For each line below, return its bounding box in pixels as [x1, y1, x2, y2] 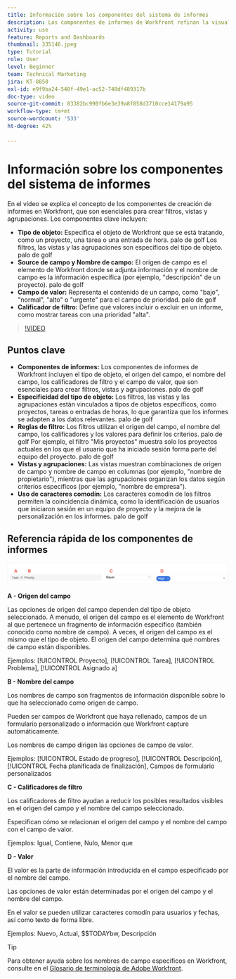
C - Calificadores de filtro [7, 783, 83, 791]
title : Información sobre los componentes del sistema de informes [7, 11, 209, 18]
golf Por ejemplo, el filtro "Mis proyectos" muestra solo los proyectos [17, 437, 218, 446]
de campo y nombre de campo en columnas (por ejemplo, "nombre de [17, 468, 222, 476]
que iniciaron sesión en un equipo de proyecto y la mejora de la [17, 505, 202, 513]
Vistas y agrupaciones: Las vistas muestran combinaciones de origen [17, 460, 222, 468]
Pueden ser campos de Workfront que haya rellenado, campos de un [7, 712, 207, 720]
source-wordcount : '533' [7, 115, 80, 122]
